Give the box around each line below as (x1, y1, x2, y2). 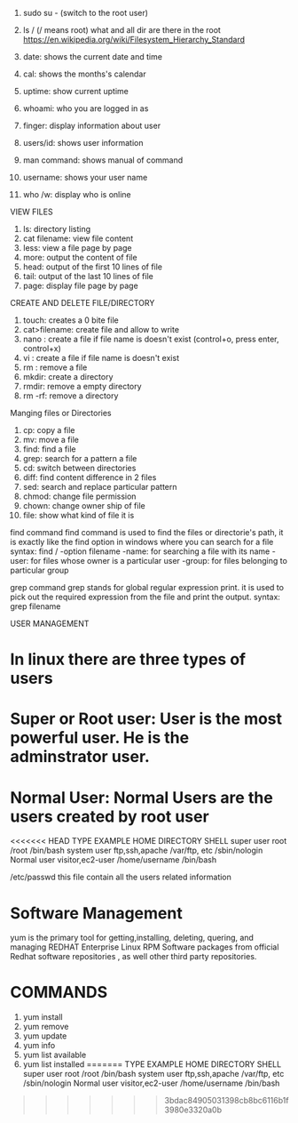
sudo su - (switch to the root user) (22, 8, 149, 18)
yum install (22, 1012, 63, 1023)
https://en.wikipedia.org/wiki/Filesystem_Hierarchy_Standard (22, 35, 246, 44)
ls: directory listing (22, 224, 91, 234)
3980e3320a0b (164, 1104, 223, 1115)
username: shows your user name (22, 172, 148, 182)
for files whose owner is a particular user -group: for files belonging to (30, 556, 287, 566)
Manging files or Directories (10, 408, 112, 418)
